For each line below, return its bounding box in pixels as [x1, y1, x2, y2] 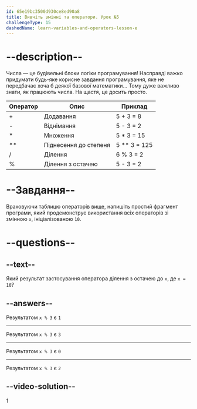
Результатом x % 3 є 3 [6, 330, 62, 338]
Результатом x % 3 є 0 [6, 347, 62, 354]
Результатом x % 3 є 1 [6, 314, 62, 321]
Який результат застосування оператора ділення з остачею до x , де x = [6, 275, 186, 282]
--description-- [6, 51, 83, 63]
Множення [43, 132, 74, 140]
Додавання [43, 112, 76, 120]
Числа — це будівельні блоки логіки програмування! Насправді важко [6, 70, 183, 77]
